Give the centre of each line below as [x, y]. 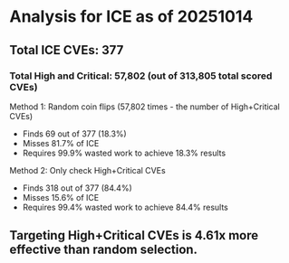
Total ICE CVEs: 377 [67, 50]
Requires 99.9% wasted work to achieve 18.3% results [124, 153]
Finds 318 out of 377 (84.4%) [77, 188]
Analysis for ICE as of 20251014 [131, 17]
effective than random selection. [103, 250]
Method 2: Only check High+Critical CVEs [87, 170]
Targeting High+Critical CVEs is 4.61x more [134, 235]
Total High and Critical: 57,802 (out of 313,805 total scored [141, 76]
